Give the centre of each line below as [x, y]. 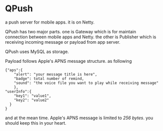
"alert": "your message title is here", [56, 74]
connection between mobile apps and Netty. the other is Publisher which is [81, 37]
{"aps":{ [14, 70]
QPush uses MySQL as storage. [37, 52]
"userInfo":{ [18, 91]
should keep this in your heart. [36, 123]
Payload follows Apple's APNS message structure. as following [69, 61]
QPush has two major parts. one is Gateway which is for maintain [70, 31]
